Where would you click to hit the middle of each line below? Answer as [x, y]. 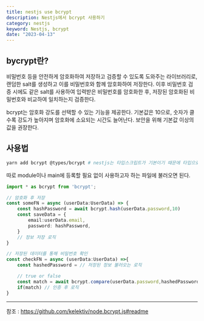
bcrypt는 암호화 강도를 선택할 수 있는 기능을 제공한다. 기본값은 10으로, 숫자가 [97, 112]
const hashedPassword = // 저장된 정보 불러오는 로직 [80, 265]
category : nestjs [28, 23]
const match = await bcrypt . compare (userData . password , [90, 281]
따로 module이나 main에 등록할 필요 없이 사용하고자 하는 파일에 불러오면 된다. [98, 175]
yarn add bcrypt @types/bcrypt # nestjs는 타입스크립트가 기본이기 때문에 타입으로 [103, 163]
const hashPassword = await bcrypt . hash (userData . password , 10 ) [99, 209]
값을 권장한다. [23, 127]
